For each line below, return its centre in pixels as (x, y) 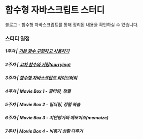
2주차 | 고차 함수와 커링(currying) (38, 64)
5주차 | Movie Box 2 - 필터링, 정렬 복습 (43, 104)
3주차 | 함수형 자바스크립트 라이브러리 (41, 78)
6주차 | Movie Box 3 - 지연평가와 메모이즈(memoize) (57, 118)
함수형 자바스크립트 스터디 (55, 10)
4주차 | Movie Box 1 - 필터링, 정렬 (38, 91)
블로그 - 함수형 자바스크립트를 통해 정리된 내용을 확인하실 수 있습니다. (72, 25)
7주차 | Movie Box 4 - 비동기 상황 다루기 (44, 131)
